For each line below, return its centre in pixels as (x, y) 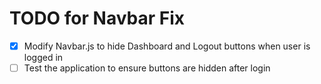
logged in (43, 57)
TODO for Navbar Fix (97, 18)
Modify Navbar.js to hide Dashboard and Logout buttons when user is (167, 46)
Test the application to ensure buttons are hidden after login (147, 68)
